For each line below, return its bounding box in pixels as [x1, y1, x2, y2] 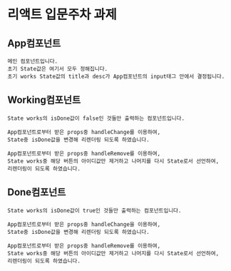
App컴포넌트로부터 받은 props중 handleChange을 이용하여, [7, 220, 161, 228]
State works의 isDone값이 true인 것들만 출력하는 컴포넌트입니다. [7, 207, 182, 214]
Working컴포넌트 [7, 94, 81, 106]
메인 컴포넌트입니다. [7, 58, 58, 65]
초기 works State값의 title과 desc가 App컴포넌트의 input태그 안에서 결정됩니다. [7, 73, 225, 80]
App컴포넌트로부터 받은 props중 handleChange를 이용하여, [7, 128, 161, 135]
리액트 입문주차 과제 [7, 6, 118, 23]
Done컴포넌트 [7, 186, 66, 198]
